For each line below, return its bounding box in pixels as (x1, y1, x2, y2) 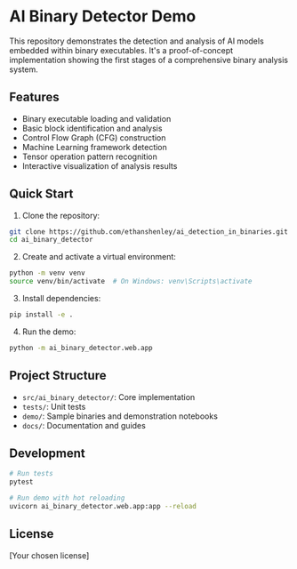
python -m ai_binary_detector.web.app (9, 343, 153, 352)
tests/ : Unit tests (21, 401, 86, 412)
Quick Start (9, 187, 74, 202)
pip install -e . (9, 310, 74, 319)
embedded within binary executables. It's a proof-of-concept (9, 44, 234, 55)
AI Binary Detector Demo (9, 6, 197, 27)
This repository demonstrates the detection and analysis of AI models (9, 36, 264, 46)
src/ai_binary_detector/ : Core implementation (21, 391, 196, 402)
